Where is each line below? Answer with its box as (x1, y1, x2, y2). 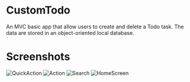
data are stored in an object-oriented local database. (6, 29, 134, 36)
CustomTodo (6, 4, 71, 17)
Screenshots (6, 50, 70, 64)
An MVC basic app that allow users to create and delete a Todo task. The (6, 23, 184, 30)
